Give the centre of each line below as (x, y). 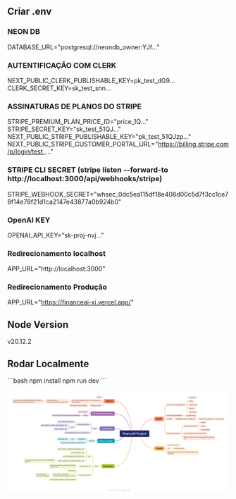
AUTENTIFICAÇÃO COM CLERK (62, 65)
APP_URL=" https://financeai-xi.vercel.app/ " (70, 302)
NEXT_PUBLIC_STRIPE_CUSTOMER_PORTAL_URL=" (83, 144)
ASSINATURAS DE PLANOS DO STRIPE (75, 106)
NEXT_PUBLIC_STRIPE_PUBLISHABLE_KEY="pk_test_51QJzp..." (99, 137)
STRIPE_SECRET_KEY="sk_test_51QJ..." (64, 129)
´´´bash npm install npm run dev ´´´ (57, 381)
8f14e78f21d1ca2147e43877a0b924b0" (64, 202)
